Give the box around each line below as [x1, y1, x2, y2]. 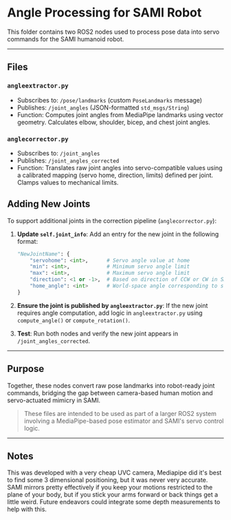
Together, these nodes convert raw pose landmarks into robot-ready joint [7, 381, 215, 390]
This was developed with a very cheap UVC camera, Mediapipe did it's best [7, 468, 222, 477]
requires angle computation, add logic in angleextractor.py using [16, 309, 203, 317]
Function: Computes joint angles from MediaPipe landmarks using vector [16, 110, 223, 118]
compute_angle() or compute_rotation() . [16, 315, 131, 324]
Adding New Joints [7, 198, 91, 210]
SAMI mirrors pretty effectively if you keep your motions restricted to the [7, 483, 213, 492]
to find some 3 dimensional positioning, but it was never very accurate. [7, 476, 208, 484]
